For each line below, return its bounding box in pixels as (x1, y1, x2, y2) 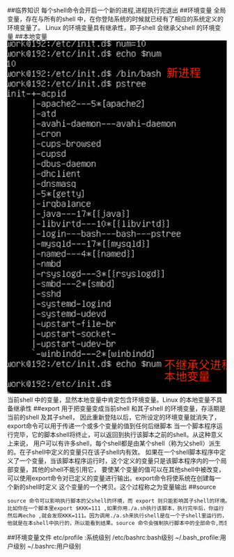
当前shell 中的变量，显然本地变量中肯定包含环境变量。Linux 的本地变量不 (7, 396, 217, 404)
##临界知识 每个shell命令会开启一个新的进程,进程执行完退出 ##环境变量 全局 (7, 6, 226, 14)
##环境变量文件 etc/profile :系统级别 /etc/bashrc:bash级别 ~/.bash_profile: (7, 533, 221, 542)
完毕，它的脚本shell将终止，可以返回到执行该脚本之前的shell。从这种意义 (13, 431, 224, 439)
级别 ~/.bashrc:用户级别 (13, 542, 81, 550)
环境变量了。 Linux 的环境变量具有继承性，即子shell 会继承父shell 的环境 (7, 24, 215, 31)
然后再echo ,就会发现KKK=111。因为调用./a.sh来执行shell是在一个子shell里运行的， (7, 512, 228, 519)
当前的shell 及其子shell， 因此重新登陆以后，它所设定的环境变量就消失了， (7, 413, 221, 422)
